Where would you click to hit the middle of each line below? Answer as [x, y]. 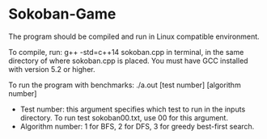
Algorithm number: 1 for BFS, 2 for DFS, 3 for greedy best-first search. [137, 126]
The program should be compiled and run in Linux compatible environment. [134, 36]
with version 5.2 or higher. [52, 69]
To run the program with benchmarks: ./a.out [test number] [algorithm [125, 85]
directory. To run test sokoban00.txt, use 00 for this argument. [124, 117]
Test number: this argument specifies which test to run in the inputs [133, 109]
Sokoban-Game [62, 14]
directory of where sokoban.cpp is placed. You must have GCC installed [128, 61]
